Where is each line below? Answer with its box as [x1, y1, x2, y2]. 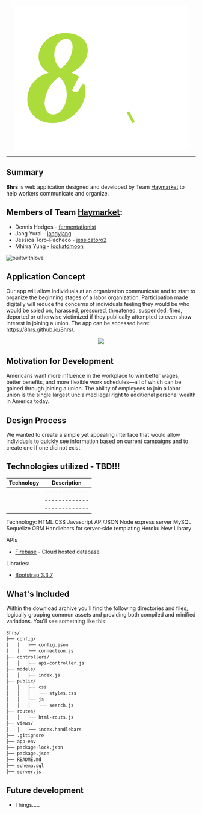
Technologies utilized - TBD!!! [6, 462, 120, 472]
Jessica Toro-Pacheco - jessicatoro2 [14, 236, 107, 243]
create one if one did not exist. [6, 444, 82, 451]
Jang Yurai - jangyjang [14, 229, 72, 237]
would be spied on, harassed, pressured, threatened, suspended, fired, [6, 307, 182, 314]
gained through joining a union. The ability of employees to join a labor [6, 385, 181, 392]
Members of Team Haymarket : [6, 207, 123, 218]
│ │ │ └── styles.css [6, 690, 77, 696]
